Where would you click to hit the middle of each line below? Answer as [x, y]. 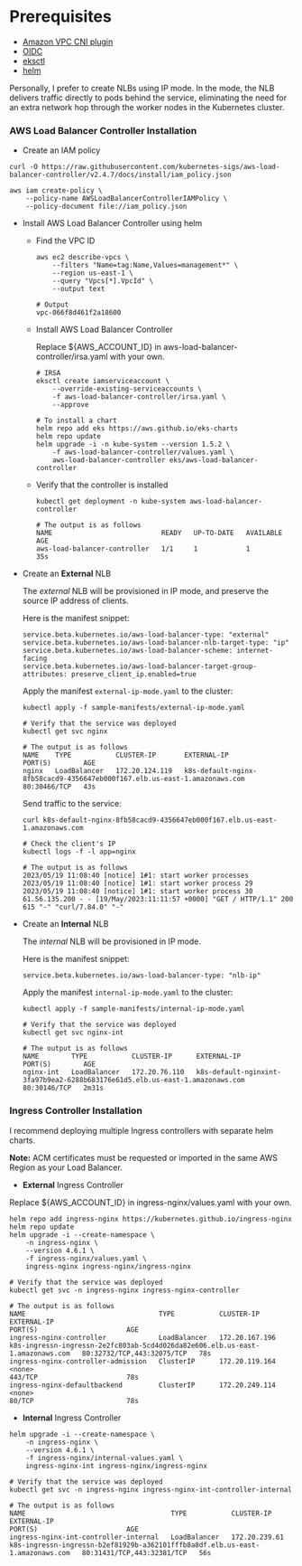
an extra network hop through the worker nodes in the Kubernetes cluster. [147, 107]
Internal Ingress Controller [72, 1418]
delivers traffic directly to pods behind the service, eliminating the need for [148, 98]
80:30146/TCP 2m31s [63, 1088]
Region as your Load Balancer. [66, 1167]
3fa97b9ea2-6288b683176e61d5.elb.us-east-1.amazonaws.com [133, 1080]
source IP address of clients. [75, 601]
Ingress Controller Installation [76, 1111]
